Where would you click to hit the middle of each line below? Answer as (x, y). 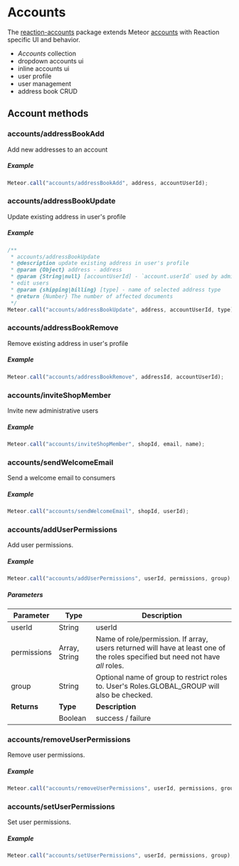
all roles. (110, 666)
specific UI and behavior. (44, 39)
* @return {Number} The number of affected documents (92, 296)
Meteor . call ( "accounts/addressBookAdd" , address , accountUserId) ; (108, 183)
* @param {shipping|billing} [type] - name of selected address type (116, 290)
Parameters (25, 594)
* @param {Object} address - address (66, 270)
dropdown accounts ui (51, 60)
